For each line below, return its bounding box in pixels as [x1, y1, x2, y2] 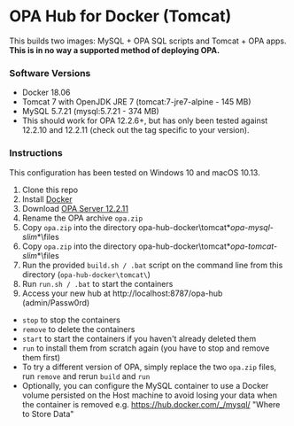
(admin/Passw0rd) [21, 297, 90, 307]
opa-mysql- [229, 221, 275, 232]
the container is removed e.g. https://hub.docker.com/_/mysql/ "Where [21, 399, 281, 409]
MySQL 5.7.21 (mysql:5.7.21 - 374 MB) [21, 106, 159, 117]
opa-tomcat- [229, 241, 278, 252]
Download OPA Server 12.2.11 [21, 203, 128, 213]
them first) [21, 352, 60, 362]
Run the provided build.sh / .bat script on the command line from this [21, 259, 283, 270]
